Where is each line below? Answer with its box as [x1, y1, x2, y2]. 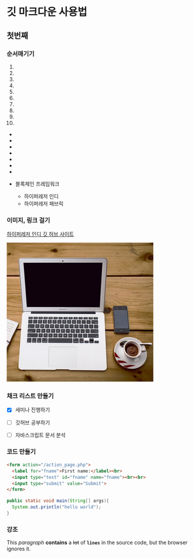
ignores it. [6, 545, 31, 552]
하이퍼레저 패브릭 [23, 200, 64, 207]
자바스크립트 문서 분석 [15, 431, 66, 438]
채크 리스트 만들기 [6, 392, 55, 400]
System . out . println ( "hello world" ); [12, 504, 101, 510]
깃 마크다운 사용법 [6, 5, 87, 19]
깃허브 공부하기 [15, 419, 50, 426]
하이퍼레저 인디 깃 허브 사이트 [6, 231, 74, 238]
